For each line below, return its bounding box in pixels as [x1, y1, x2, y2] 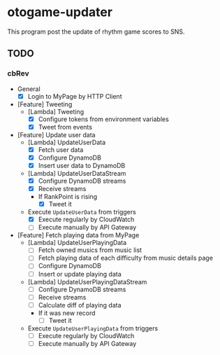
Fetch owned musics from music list [38, 246, 142, 254]
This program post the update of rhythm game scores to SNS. [7, 27, 185, 36]
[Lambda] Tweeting [27, 107, 85, 116]
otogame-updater [7, 4, 113, 20]
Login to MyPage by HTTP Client [27, 92, 122, 100]
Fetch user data [38, 145, 84, 154]
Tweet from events [38, 123, 93, 131]
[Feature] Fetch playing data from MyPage [17, 231, 140, 239]
